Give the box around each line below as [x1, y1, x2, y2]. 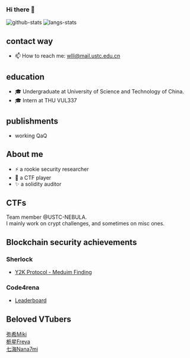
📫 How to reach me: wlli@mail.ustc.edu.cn [14, 52, 121, 59]
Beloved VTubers [6, 314, 71, 324]
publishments [6, 116, 58, 127]
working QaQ [14, 132, 47, 139]
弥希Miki [6, 331, 27, 338]
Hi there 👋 [6, 5, 36, 14]
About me [6, 149, 43, 159]
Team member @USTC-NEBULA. [6, 213, 87, 221]
